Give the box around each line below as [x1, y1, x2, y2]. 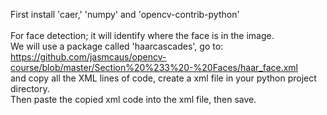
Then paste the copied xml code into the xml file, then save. [10, 94, 257, 105]
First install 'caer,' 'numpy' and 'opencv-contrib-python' [10, 9, 240, 20]
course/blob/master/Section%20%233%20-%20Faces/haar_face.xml [10, 62, 298, 73]
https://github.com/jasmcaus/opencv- [10, 51, 167, 63]
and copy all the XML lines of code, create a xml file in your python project [10, 72, 317, 84]
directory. [10, 83, 50, 94]
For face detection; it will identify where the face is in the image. [10, 30, 275, 41]
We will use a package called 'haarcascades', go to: [10, 40, 224, 52]
